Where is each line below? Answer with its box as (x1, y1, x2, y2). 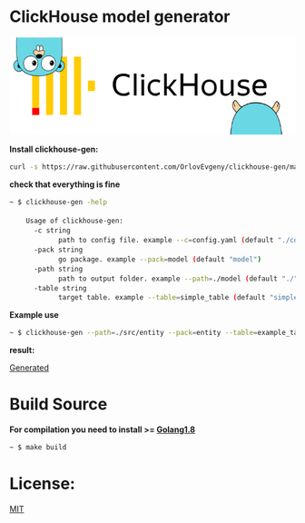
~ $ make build (9, 443, 67, 452)
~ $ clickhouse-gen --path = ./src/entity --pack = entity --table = (9, 329, 258, 338)
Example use (9, 310, 59, 321)
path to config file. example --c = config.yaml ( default (57, 236, 274, 245)
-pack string (33, 245, 84, 255)
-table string (33, 283, 88, 292)
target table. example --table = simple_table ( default (57, 293, 266, 302)
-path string (33, 264, 84, 273)
